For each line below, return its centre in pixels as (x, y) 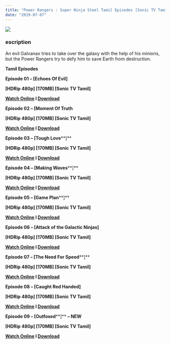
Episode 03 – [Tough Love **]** (38, 138)
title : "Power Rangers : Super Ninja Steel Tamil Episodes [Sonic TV (81, 10)
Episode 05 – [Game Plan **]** (37, 197)
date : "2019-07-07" (26, 15)
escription (18, 42)
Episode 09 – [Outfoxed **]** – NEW (44, 316)
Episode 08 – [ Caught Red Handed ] (43, 286)
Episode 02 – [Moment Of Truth (39, 108)
